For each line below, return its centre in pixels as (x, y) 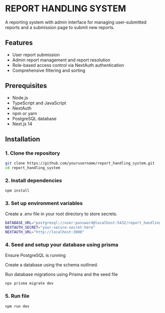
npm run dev (17, 306)
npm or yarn (25, 113)
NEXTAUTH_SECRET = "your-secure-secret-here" (50, 228)
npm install (17, 191)
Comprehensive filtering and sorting (49, 70)
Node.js (20, 98)
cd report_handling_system (33, 168)
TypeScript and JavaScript (39, 103)
